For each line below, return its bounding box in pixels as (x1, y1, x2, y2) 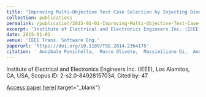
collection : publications (6, 15, 72, 21)
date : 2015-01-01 (6, 32, 51, 38)
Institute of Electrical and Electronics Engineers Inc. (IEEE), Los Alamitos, (6, 65, 190, 73)
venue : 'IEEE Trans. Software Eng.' (6, 37, 100, 43)
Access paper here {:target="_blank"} (6, 84, 101, 91)
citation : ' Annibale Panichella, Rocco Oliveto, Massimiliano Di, (6, 49, 188, 55)
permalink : (6, 20, 34, 26)
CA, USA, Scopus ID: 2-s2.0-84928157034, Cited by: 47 (6, 71, 148, 79)
